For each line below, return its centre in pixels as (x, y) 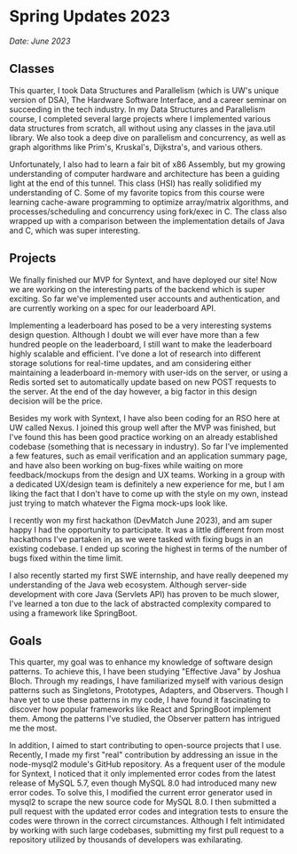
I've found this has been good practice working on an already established (144, 436)
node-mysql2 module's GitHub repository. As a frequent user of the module (147, 764)
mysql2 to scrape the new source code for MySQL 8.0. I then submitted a (143, 802)
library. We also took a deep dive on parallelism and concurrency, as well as (148, 137)
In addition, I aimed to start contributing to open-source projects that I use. (145, 746)
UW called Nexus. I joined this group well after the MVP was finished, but (143, 427)
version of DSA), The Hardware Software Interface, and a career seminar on (148, 100)
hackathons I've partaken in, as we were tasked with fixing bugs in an (136, 539)
